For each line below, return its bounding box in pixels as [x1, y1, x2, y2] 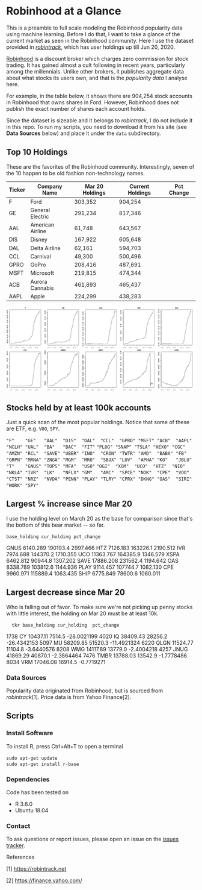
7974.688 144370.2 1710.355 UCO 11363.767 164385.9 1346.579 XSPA [6, 550, 180, 558]
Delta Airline [30, 244, 61, 251]
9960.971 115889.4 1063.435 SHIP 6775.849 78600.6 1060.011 [6, 569, 161, 577]
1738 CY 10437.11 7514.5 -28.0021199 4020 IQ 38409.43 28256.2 [6, 633, 168, 640]
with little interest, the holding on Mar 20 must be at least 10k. [6, 610, 159, 617]
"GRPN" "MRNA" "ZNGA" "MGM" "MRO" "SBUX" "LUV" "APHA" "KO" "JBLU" [6, 457, 192, 463]
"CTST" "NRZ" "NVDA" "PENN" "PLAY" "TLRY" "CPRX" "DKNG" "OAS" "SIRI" [6, 476, 192, 482]
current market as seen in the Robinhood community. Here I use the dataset [6, 37, 194, 44]
